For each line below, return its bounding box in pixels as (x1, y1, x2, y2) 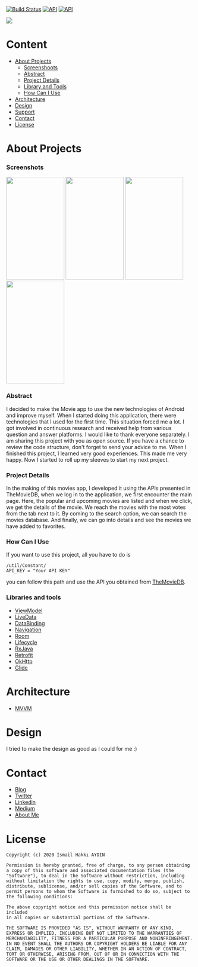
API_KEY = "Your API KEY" (6, 568, 70, 574)
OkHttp (14, 658, 33, 665)
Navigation (14, 626, 42, 633)
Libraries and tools (6, 593, 61, 601)
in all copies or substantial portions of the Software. (6, 914, 150, 921)
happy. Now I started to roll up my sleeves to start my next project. (6, 456, 169, 463)
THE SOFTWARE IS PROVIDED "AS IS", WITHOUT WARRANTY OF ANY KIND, (6, 925, 174, 931)
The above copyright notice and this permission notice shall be (6, 904, 171, 910)
